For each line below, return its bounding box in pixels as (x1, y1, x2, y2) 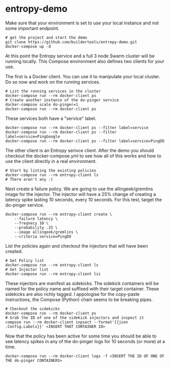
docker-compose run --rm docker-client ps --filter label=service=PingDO (5, 138, 165, 144)
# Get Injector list (5, 267, 49, 272)
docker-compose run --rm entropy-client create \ (5, 212, 113, 217)
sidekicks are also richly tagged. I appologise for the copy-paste (5, 291, 140, 297)
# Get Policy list (5, 258, 44, 263)
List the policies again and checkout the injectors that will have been (5, 243, 148, 249)
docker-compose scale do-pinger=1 (5, 102, 79, 107)
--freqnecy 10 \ (14, 220, 49, 226)
